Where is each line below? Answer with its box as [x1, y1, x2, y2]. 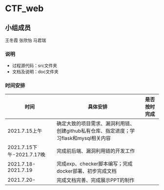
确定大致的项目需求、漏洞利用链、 [57, 120, 135, 127]
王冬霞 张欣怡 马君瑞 [5, 38, 46, 43]
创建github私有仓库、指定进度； [57, 127, 130, 134]
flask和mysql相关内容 [61, 134, 111, 141]
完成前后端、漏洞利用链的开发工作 [57, 147, 135, 154]
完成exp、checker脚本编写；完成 [57, 160, 133, 167]
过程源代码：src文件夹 [12, 63, 58, 69]
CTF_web [5, 3, 44, 14]
